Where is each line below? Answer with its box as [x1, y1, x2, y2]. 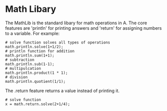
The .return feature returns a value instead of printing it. [5, 88, 120, 94]
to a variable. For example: [5, 30, 60, 36]
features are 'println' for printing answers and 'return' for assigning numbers [5, 25, 162, 31]
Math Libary [5, 3, 56, 15]
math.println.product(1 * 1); [5, 70, 68, 75]
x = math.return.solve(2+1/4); [5, 102, 70, 107]
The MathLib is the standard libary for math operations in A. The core [5, 20, 147, 26]
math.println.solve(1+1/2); [5, 44, 64, 49]
